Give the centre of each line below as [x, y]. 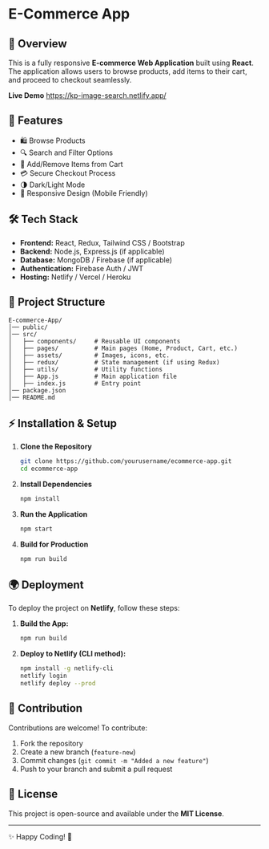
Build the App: [44, 624]
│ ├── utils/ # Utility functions [85, 370]
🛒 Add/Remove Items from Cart [71, 164]
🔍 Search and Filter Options [66, 152]
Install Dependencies [56, 484]
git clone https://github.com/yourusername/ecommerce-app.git [126, 461]
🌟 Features [36, 121]
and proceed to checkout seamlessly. [70, 80]
